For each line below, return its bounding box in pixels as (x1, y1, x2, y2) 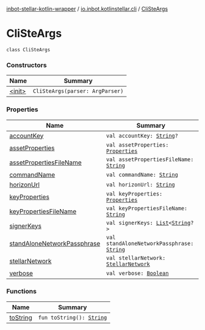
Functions (6, 287, 37, 296)
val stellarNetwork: (106, 254, 166, 262)
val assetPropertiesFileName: (106, 156, 194, 163)
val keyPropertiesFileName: (106, 205, 188, 211)
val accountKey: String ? (106, 132, 178, 139)
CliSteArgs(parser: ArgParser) (32, 88, 124, 95)
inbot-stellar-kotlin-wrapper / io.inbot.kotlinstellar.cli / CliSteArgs (6, 5, 168, 12)
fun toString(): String (38, 314, 107, 321)
